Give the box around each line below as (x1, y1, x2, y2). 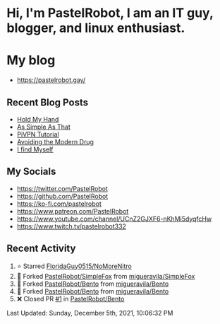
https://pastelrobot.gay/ (16, 76, 86, 84)
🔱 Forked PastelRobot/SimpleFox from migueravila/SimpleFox (16, 272, 195, 280)
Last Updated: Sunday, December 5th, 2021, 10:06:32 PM (6, 308, 173, 317)
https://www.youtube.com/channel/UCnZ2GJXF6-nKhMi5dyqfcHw (16, 214, 212, 223)
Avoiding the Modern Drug (16, 137, 94, 146)
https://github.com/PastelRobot (16, 192, 109, 200)
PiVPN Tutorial (16, 129, 59, 139)
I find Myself (16, 145, 54, 154)
